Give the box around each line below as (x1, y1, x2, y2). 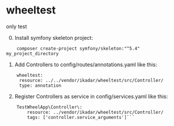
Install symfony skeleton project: (14, 34, 93, 41)
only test (6, 23, 28, 30)
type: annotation (19, 83, 62, 88)
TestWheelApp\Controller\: (16, 104, 83, 110)
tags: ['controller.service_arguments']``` (27, 114, 135, 120)
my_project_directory (6, 50, 59, 56)
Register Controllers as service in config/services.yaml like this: (14, 93, 168, 100)
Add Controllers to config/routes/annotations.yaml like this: (14, 61, 157, 68)
